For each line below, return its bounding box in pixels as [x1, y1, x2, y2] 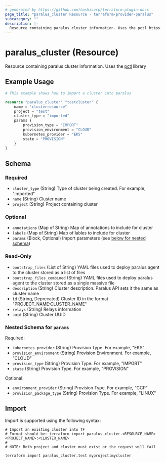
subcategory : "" [5, 16, 39, 21]
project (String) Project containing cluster [12, 201, 98, 207]
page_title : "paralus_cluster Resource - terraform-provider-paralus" [5, 12, 154, 17]
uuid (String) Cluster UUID [12, 311, 66, 317]
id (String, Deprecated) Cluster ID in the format [12, 295, 109, 302]
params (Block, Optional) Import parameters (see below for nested [12, 235, 146, 241]
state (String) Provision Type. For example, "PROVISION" [12, 366, 129, 371]
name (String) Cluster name [12, 196, 67, 202]
